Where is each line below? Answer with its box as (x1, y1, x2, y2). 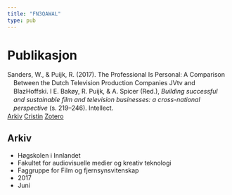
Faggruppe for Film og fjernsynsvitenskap (17, 166, 139, 175)
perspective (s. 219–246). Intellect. (13, 103, 114, 112)
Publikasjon (7, 47, 77, 63)
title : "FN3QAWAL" (7, 10, 61, 18)
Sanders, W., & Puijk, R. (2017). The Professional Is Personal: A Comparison (7, 70, 226, 79)
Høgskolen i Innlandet (17, 151, 81, 159)
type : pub (7, 17, 37, 24)
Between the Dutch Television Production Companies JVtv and (13, 79, 195, 87)
